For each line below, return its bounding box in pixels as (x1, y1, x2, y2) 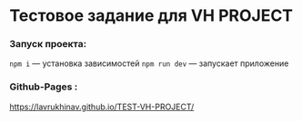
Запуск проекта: (9, 38, 87, 51)
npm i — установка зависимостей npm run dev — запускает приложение (9, 58, 289, 69)
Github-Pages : (9, 80, 78, 93)
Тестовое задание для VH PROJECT (9, 5, 294, 26)
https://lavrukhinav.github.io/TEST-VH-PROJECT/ (9, 101, 195, 112)
